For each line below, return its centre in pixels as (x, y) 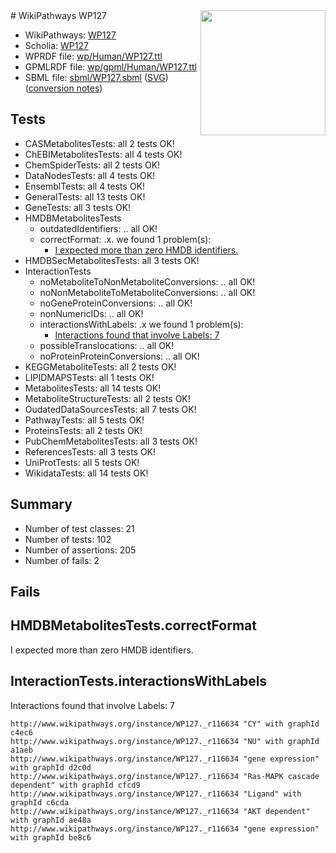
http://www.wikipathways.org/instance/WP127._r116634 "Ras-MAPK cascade (165, 776)
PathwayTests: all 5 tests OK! (84, 420)
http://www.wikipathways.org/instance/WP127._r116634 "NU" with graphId (165, 741)
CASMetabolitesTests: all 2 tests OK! (99, 143)
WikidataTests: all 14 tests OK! (86, 473)
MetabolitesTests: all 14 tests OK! (93, 388)
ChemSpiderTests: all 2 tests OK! (92, 165)
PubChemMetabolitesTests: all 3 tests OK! (111, 441)
